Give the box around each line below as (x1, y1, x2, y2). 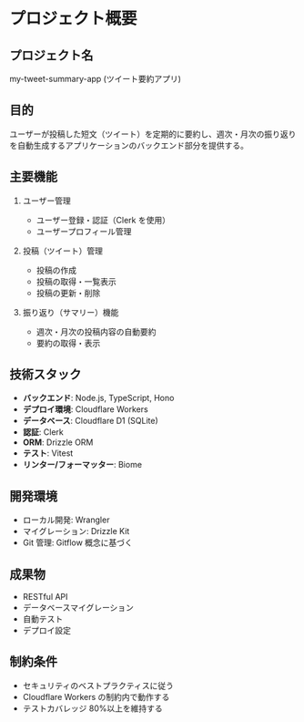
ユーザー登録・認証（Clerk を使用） (35, 214, 171, 225)
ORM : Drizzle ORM (22, 437, 94, 448)
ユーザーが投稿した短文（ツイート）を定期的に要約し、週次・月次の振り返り (9, 129, 297, 139)
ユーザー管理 (22, 195, 71, 206)
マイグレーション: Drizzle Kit (22, 526, 130, 537)
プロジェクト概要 (9, 8, 138, 29)
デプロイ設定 (22, 625, 71, 636)
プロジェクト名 (9, 47, 94, 63)
